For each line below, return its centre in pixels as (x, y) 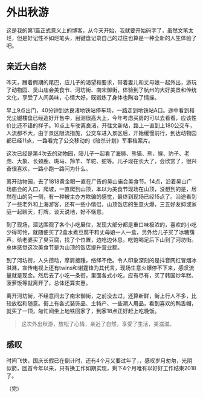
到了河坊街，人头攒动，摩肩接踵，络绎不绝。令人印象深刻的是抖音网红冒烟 (99, 260)
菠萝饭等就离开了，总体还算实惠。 (49, 283)
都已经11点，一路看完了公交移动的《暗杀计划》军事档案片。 (80, 141)
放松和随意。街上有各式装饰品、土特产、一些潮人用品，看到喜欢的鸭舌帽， (104, 303)
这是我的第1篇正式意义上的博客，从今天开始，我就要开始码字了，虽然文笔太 (100, 30)
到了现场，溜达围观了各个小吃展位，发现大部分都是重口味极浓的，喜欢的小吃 (101, 224)
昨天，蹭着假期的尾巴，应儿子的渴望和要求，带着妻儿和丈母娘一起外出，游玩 (101, 82)
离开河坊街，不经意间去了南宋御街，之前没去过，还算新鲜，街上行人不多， (99, 296)
